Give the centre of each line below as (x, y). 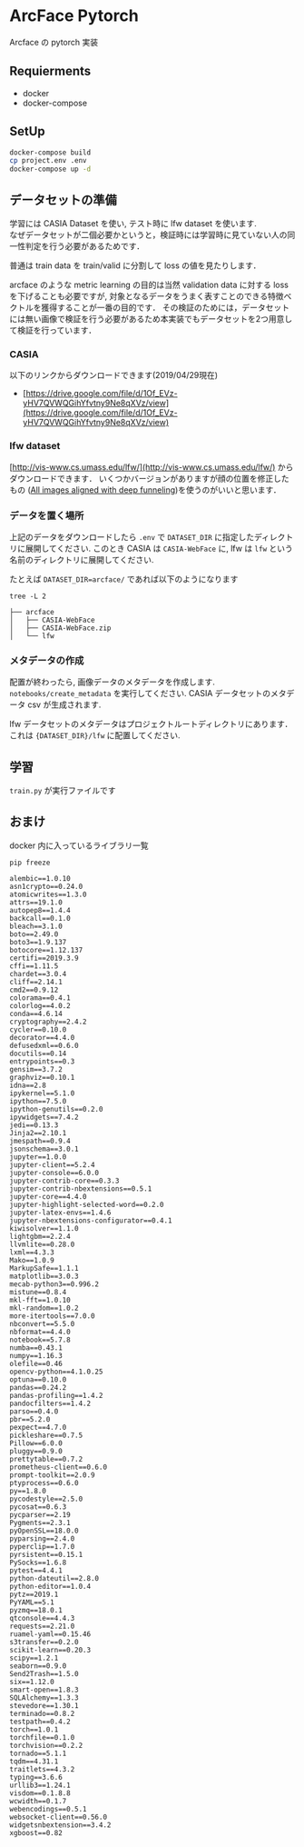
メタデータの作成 (47, 660)
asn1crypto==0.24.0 (46, 886)
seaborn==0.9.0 (38, 1666)
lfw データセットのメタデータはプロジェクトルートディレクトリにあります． (151, 724)
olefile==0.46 (36, 1363)
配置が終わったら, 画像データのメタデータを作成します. (113, 682)
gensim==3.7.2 (36, 1069)
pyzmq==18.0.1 (36, 1610)
